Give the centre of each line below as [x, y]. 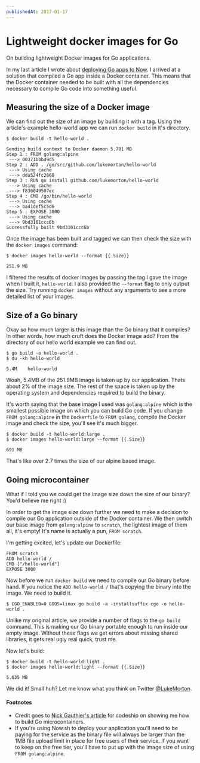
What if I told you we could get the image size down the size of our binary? [98, 494]
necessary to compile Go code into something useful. [72, 88]
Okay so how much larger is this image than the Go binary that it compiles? [98, 330]
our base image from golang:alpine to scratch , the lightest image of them [97, 525]
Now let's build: [25, 651]
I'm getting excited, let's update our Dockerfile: [64, 543]
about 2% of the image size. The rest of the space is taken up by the [90, 386]
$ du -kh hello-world [33, 359]
